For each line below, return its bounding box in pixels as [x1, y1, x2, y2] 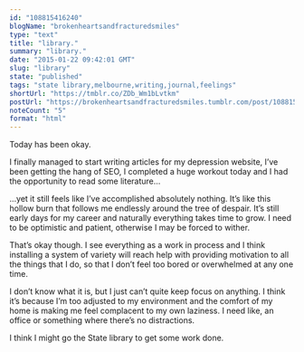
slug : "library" [9, 64, 71, 73]
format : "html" [9, 114, 67, 123]
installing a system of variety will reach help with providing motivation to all [9, 250, 290, 261]
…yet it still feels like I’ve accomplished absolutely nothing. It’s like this [9, 194, 271, 205]
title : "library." [9, 38, 79, 48]
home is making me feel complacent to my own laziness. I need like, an [9, 305, 274, 317]
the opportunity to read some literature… [9, 176, 161, 186]
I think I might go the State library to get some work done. [9, 332, 224, 344]
